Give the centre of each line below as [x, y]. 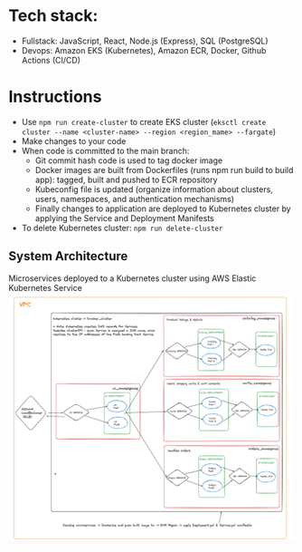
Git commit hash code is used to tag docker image [129, 160]
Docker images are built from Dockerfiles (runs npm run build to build [164, 169]
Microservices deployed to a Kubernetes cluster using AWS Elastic [132, 278]
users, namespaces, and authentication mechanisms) [135, 199]
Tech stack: [53, 16]
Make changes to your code [74, 140]
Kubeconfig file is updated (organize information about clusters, [154, 189]
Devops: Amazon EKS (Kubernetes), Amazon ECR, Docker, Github [144, 50]
